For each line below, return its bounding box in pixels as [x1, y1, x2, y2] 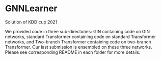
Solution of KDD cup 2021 [5, 19, 57, 25]
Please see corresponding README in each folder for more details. [5, 49, 141, 55]
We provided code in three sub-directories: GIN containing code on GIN [5, 28, 150, 34]
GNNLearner [5, 3, 57, 14]
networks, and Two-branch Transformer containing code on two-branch [5, 39, 151, 44]
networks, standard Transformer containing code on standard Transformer [5, 34, 156, 40]
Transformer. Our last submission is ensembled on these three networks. [5, 44, 152, 50]
